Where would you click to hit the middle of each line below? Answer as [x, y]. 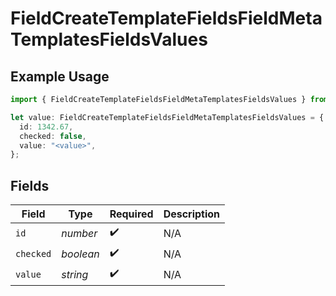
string [75, 274]
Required [131, 214]
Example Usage [60, 76]
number [79, 233]
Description [192, 214]
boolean [80, 254]
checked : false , [53, 136]
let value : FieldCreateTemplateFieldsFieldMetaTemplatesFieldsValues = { [167, 117]
